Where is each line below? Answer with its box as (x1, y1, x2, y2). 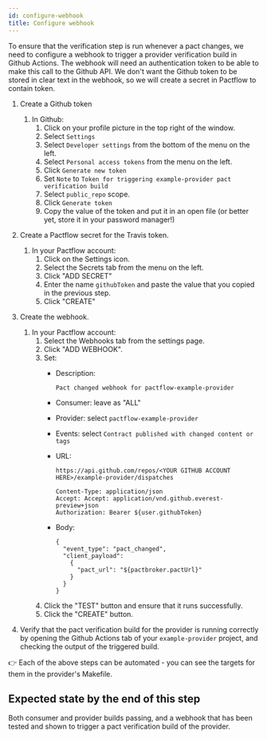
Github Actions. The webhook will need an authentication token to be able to (8, 57, 259, 68)
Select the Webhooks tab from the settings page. (43, 336, 205, 346)
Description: (55, 368, 96, 377)
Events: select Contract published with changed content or (55, 429, 253, 438)
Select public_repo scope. (43, 189, 130, 199)
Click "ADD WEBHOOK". (43, 344, 124, 354)
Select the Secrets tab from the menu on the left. (43, 263, 204, 272)
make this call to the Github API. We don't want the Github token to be (8, 66, 238, 76)
